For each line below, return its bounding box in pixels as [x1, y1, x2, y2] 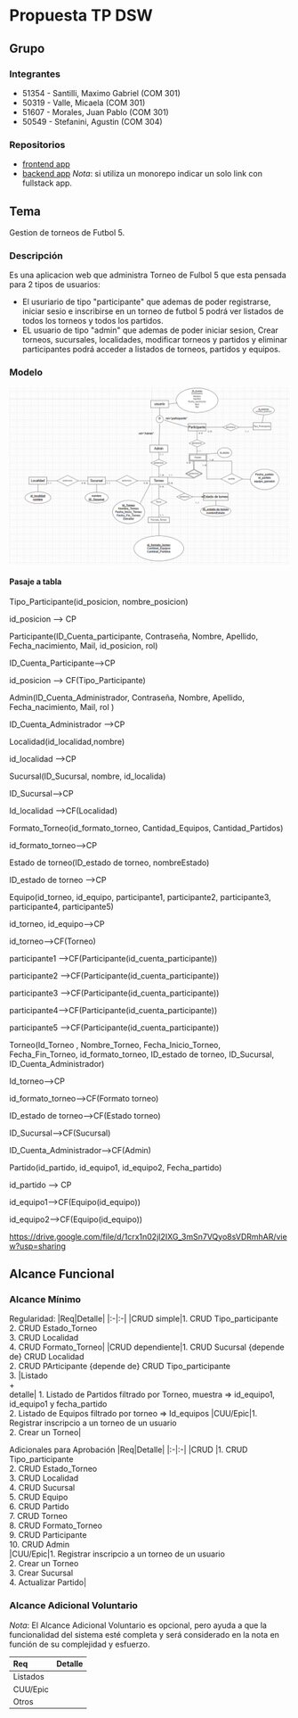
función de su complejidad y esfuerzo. [9, 1639, 150, 1649]
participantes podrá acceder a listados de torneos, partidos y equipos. [21, 344, 281, 355]
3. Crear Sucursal [9, 1567, 74, 1579]
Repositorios [9, 138, 66, 151]
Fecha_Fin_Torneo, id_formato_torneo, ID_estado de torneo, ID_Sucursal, [9, 1049, 275, 1060]
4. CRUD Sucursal [9, 1483, 76, 1493]
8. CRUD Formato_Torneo [9, 1520, 102, 1531]
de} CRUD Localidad [9, 1351, 85, 1362]
